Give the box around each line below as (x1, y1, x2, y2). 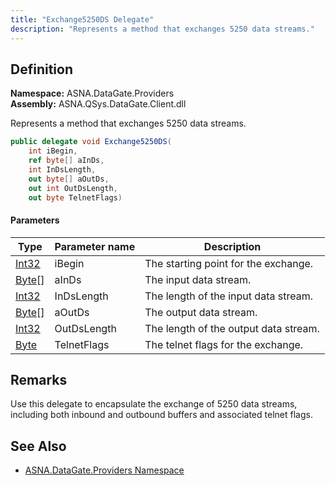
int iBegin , (28, 146, 78, 156)
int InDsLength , (28, 164, 97, 175)
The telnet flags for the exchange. (144, 337, 304, 351)
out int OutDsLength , (28, 183, 118, 193)
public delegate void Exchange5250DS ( (10, 137, 172, 147)
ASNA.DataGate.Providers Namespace (24, 464, 185, 476)
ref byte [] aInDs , (28, 156, 105, 166)
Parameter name (54, 239, 136, 253)
